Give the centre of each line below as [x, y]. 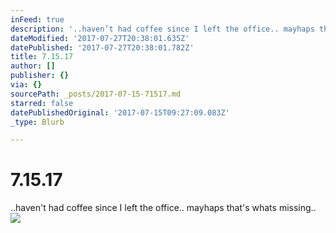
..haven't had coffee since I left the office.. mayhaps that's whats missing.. [163, 208]
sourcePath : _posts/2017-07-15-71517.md [96, 94]
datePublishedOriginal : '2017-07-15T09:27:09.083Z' [120, 112]
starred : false [42, 103]
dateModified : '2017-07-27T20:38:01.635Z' [100, 38]
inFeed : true [37, 19]
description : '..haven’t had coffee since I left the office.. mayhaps [162, 29]
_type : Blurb [37, 122]
